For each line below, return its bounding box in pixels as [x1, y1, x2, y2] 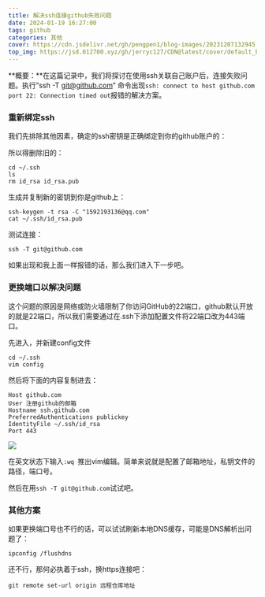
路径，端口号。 [8, 466, 57, 476]
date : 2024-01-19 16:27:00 [8, 19, 97, 27]
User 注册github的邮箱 [8, 399, 77, 407]
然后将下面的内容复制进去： [8, 375, 99, 384]
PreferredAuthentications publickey [8, 413, 129, 421]
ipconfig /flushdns [8, 549, 73, 558]
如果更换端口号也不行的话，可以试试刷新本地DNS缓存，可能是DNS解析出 [8, 524, 245, 533]
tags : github [8, 26, 51, 34]
